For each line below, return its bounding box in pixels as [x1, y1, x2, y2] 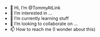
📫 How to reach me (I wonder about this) [9, 26, 96, 32]
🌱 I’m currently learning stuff [9, 15, 69, 21]
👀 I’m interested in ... [9, 10, 52, 16]
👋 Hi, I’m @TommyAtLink [9, 5, 61, 10]
